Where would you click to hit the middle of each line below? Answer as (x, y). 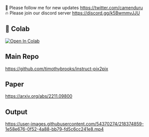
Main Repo (22, 57)
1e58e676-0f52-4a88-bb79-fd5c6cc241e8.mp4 (55, 129)
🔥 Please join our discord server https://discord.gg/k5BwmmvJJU (73, 13)
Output (16, 112)
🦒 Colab (17, 29)
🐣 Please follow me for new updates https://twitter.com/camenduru (74, 8)
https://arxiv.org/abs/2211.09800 (39, 96)
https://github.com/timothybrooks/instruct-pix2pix (57, 68)
